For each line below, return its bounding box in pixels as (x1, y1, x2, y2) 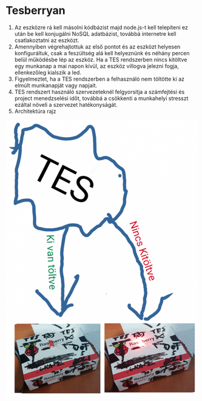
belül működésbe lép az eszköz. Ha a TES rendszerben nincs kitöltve (14, 56, 187, 63)
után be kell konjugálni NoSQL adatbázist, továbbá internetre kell (14, 30, 177, 37)
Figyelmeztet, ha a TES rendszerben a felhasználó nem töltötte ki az (14, 75, 184, 83)
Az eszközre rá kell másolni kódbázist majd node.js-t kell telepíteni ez (14, 24, 189, 31)
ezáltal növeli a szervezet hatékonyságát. (14, 101, 118, 108)
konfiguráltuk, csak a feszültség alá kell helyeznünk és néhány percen (14, 49, 190, 56)
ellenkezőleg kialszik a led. (14, 69, 81, 76)
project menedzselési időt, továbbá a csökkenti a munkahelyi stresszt (14, 95, 189, 102)
